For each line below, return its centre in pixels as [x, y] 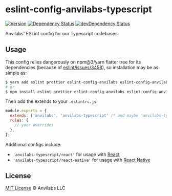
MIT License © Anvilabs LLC [35, 188]
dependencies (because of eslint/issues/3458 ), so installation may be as [82, 67]
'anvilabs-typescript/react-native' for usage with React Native [81, 160]
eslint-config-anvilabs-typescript [79, 9]
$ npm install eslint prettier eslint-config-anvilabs [65, 92]
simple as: [16, 73]
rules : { [19, 121]
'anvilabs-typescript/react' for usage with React [66, 154]
